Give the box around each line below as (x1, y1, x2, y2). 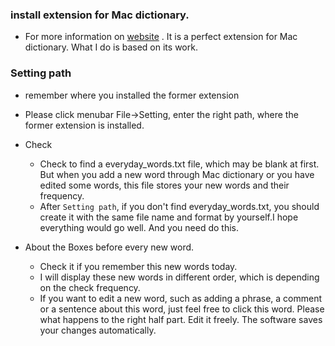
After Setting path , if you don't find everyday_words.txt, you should (39, 200, 320, 212)
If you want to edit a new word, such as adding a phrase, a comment (39, 292, 323, 304)
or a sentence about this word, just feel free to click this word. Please (39, 303, 325, 315)
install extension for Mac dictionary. (10, 8, 190, 22)
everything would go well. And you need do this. (39, 221, 239, 233)
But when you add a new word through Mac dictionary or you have (39, 168, 315, 180)
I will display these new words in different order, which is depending (39, 271, 320, 283)
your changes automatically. (39, 324, 157, 336)
